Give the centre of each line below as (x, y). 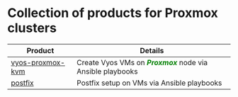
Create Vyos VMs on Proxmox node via (142, 62)
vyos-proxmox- (38, 62)
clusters (32, 28)
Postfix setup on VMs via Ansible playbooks (149, 83)
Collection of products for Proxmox (113, 13)
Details (152, 50)
